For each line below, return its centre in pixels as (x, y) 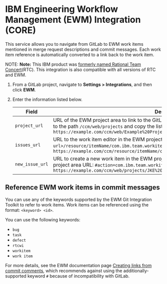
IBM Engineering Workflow (62, 9)
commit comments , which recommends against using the (64, 271)
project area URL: (73, 165)
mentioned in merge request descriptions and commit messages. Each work (83, 49)
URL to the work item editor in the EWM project (108, 139)
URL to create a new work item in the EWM (103, 159)
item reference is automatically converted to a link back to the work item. (80, 54)
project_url (29, 126)
